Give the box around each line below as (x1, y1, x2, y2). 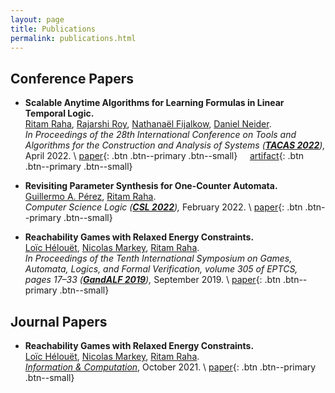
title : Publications (10, 24, 97, 34)
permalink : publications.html (10, 33, 137, 43)
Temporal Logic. (24, 107, 95, 120)
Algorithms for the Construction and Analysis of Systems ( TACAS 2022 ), (24, 139, 326, 151)
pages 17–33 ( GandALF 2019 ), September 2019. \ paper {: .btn (24, 274, 282, 286)
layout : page (10, 14, 65, 25)
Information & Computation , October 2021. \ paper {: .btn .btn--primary (24, 361, 317, 373)
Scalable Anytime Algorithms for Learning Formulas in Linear (24, 97, 285, 109)
